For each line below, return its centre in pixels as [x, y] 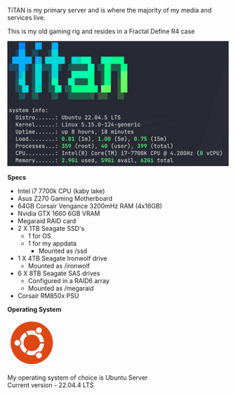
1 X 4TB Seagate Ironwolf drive [62, 258]
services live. [26, 18]
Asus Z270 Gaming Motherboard [65, 198]
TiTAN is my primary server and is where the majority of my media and [110, 10]
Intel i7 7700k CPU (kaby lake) [61, 191]
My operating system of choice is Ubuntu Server [78, 377]
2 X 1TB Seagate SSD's [51, 228]
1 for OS [39, 236]
